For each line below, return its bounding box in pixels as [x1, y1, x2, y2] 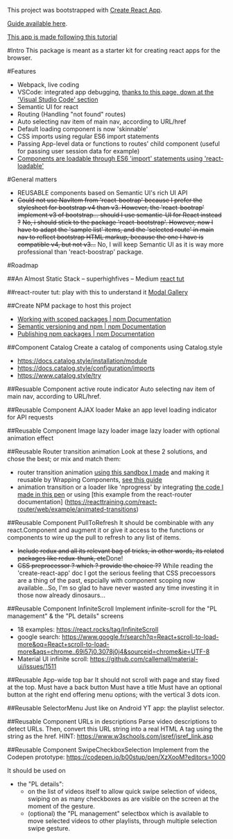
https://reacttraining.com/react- [67, 498, 157, 506]
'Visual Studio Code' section [17, 95, 98, 103]
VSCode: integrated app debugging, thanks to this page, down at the [17, 88, 214, 96]
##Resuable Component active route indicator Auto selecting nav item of [7, 385, 215, 393]
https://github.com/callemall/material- [89, 655, 199, 663]
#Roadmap [7, 261, 39, 269]
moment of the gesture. [27, 802, 96, 810]
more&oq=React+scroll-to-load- [17, 640, 110, 648]
